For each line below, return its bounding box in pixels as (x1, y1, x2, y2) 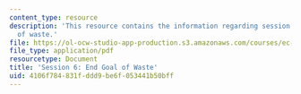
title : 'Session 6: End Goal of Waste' (9, 64, 159, 73)
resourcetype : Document (9, 55, 99, 64)
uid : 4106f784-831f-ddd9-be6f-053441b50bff (9, 72, 175, 81)
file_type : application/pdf (9, 47, 115, 56)
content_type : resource (9, 13, 99, 22)
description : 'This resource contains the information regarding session (9, 21, 291, 30)
